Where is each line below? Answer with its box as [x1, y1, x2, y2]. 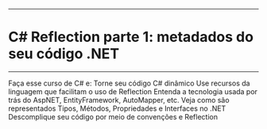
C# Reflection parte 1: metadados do [8, 28, 254, 46]
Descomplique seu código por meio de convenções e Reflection [8, 112, 219, 121]
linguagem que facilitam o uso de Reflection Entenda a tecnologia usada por [8, 86, 258, 96]
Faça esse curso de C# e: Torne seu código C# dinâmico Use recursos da [8, 78, 250, 88]
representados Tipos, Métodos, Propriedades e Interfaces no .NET [8, 104, 226, 113]
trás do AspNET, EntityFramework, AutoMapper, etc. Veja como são [8, 95, 230, 104]
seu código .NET [8, 45, 120, 63]
